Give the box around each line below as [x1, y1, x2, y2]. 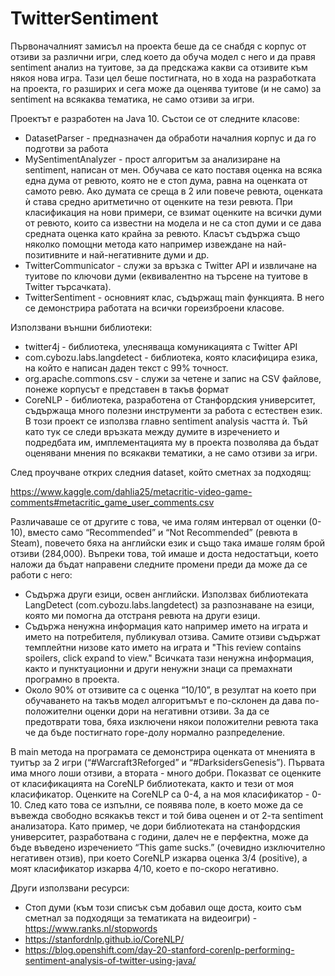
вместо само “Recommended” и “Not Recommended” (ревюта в [27, 526, 298, 538]
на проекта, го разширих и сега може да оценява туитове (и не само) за [10, 82, 322, 94]
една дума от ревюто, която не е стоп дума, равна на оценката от [24, 174, 308, 186]
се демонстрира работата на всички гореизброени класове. [24, 302, 285, 314]
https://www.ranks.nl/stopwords [24, 922, 158, 934]
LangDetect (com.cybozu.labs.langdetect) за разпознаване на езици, [24, 598, 315, 611]
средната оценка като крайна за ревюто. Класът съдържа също [24, 227, 301, 239]
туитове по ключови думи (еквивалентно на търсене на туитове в [24, 270, 308, 282]
